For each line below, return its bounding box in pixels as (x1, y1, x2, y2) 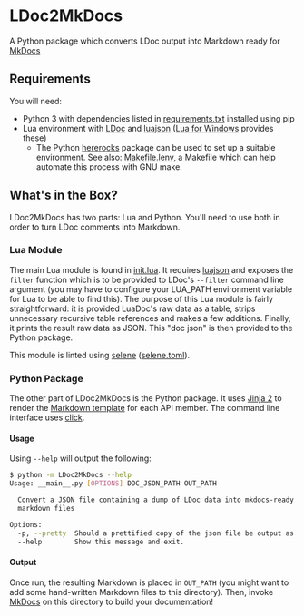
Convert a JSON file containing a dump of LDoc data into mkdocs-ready (17, 495, 295, 504)
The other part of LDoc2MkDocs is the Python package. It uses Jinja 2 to (9, 393, 283, 404)
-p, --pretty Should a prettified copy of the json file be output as (17, 528, 295, 538)
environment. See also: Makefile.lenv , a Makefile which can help (35, 152, 277, 162)
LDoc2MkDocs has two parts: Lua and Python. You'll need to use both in (9, 211, 280, 222)
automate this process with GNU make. (35, 161, 183, 172)
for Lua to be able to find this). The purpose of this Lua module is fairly (9, 293, 274, 304)
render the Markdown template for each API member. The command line (9, 403, 280, 414)
